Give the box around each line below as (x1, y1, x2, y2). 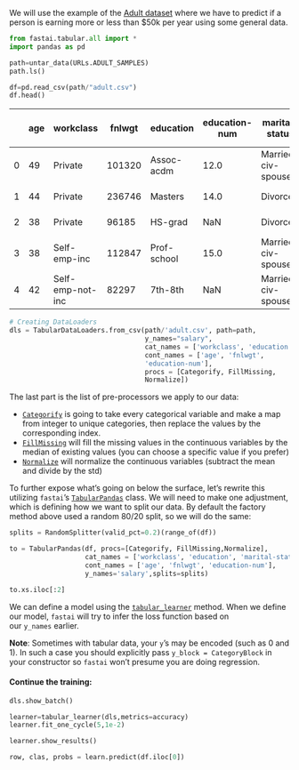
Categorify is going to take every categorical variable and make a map (21, 409, 281, 420)
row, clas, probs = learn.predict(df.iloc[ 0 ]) (9, 753, 185, 762)
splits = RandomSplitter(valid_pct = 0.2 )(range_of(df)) (9, 528, 217, 537)
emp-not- (53, 284, 98, 296)
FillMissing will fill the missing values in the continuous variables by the (21, 437, 288, 448)
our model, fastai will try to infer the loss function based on (9, 611, 230, 622)
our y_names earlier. (9, 620, 79, 630)
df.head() (9, 91, 46, 100)
